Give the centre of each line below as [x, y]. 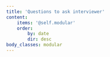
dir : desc [40, 39]
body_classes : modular [34, 45]
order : [25, 28]
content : [17, 17]
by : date [38, 34]
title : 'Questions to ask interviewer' [56, 12]
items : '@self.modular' [46, 23]
